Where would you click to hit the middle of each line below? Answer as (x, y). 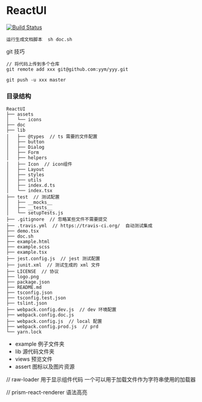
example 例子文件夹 (40, 344)
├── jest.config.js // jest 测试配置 (54, 259)
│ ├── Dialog (25, 148)
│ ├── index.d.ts (31, 186)
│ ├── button (25, 142)
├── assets (20, 115)
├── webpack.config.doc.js (40, 315)
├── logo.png (23, 277)
